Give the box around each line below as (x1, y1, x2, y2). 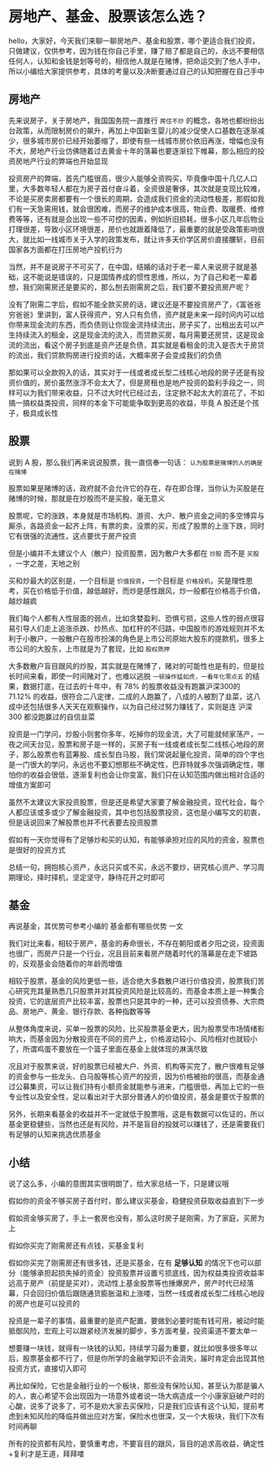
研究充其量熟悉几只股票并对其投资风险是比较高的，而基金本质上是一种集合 (15, 987, 265, 996)
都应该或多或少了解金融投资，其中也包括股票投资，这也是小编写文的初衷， (15, 807, 265, 817)
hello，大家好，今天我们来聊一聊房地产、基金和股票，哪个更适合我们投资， (8, 36, 260, 46)
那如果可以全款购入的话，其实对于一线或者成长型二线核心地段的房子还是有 (8, 367, 258, 377)
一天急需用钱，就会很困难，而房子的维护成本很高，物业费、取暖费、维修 (22, 204, 265, 214)
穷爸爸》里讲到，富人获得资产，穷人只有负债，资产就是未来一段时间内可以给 (8, 310, 265, 319)
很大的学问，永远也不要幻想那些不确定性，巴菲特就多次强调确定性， (29, 759, 258, 769)
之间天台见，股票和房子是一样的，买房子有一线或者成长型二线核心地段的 (15, 739, 258, 748)
